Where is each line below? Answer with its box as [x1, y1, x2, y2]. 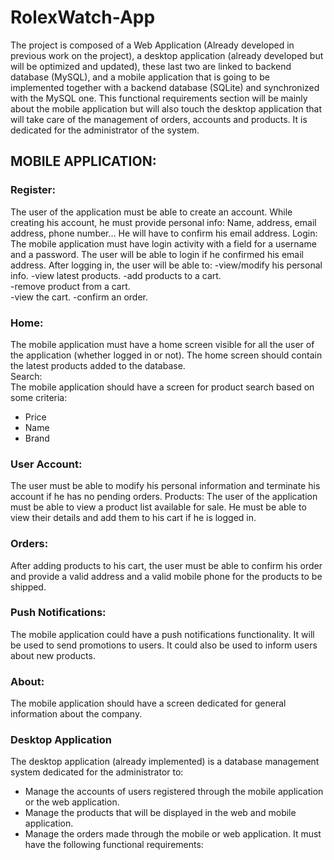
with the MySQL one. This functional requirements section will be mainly [10, 92, 308, 104]
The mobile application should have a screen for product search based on [10, 381, 315, 393]
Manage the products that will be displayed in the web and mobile [24, 807, 297, 819]
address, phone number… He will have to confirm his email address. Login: [10, 227, 318, 239]
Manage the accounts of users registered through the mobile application [24, 786, 324, 798]
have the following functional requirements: [24, 839, 204, 851]
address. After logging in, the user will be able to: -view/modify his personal [10, 259, 323, 271]
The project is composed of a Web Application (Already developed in [10, 39, 295, 51]
